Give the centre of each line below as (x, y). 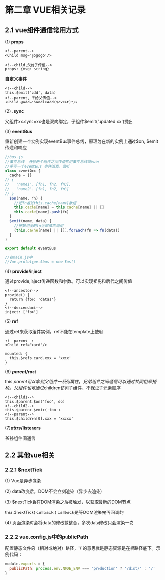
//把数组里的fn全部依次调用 (39, 226)
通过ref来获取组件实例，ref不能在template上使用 (54, 332)
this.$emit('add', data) (31, 93)
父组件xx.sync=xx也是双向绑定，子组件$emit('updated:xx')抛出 (69, 121)
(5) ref (12, 321)
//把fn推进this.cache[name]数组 (45, 203)
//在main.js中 (19, 257)
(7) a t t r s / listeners (23, 428)
